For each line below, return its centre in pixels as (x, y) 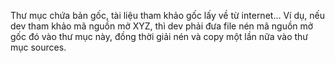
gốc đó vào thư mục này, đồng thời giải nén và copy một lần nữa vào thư (159, 36)
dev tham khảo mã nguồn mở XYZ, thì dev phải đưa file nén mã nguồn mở (162, 26)
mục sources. (38, 47)
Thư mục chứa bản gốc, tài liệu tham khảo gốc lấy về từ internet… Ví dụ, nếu (167, 15)
